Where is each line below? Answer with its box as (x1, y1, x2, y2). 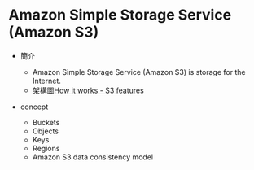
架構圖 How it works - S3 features (32, 85, 144, 95)
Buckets (32, 117, 60, 127)
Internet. (32, 76, 61, 85)
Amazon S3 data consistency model (32, 152, 153, 162)
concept (20, 102, 49, 111)
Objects (32, 126, 59, 136)
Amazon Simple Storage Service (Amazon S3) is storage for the (32, 67, 246, 76)
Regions (32, 143, 60, 153)
